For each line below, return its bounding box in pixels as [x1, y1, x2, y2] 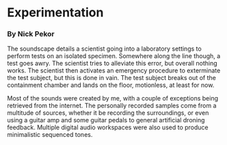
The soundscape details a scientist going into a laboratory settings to [7, 44, 202, 53]
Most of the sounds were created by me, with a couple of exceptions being [7, 94, 219, 103]
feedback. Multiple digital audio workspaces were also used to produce [7, 123, 209, 131]
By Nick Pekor [7, 29, 55, 39]
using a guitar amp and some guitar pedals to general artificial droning [7, 116, 205, 124]
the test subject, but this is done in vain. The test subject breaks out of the [7, 74, 217, 82]
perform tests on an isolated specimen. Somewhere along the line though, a [7, 52, 221, 60]
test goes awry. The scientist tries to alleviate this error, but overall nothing [7, 60, 217, 68]
